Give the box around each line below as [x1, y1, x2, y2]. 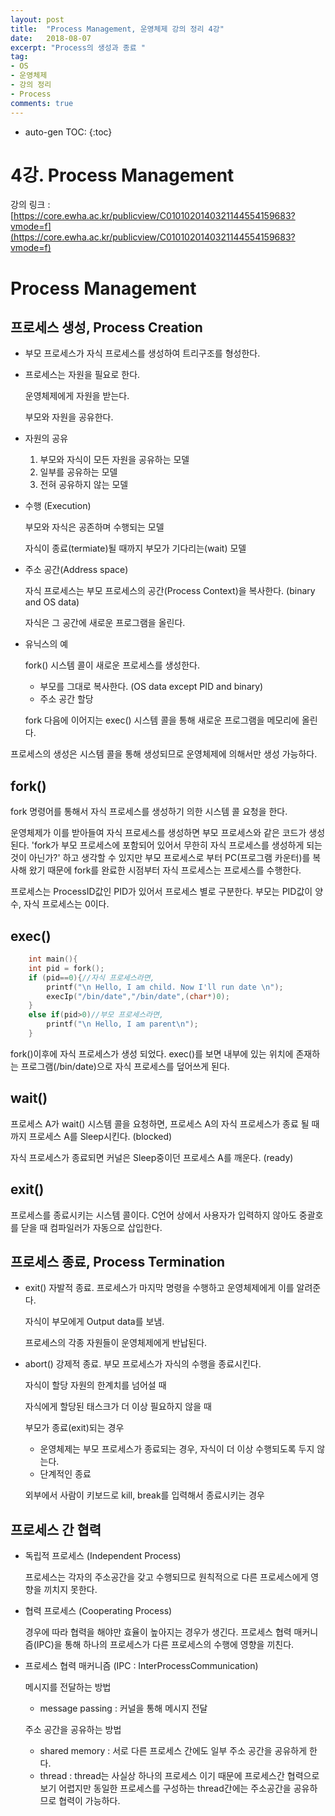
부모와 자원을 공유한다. [24, 411, 114, 423]
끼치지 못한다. [43, 1584, 98, 1596]
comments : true [10, 98, 74, 108]
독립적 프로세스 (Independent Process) [24, 1550, 182, 1562]
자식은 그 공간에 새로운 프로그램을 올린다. [24, 617, 186, 629]
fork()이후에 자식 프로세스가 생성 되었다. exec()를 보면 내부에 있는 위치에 [10, 1047, 294, 1060]
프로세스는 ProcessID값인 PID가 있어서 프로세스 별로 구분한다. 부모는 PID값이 [10, 886, 313, 898]
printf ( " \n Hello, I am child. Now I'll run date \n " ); [46, 982, 284, 992]
